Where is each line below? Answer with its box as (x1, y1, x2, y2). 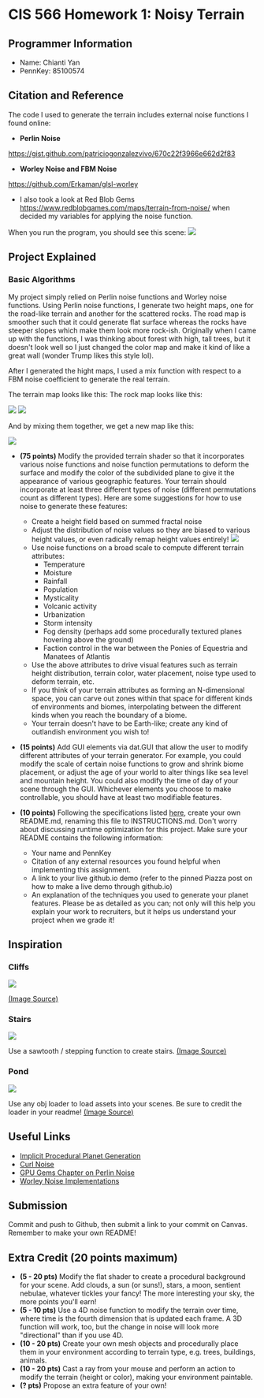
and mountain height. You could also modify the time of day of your (19, 775, 239, 785)
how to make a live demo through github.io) (31, 881, 173, 891)
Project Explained (8, 251, 97, 264)
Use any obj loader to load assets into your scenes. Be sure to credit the (8, 1099, 243, 1108)
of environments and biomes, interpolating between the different (31, 701, 242, 711)
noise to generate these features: (19, 501, 128, 511)
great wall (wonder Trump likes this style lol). (8, 351, 154, 360)
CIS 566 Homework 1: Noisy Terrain (8, 6, 245, 24)
